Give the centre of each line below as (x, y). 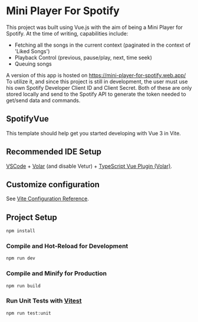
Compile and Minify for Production (57, 274)
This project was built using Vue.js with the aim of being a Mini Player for (95, 27)
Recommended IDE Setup (54, 152)
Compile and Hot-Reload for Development (67, 246)
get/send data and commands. (43, 100)
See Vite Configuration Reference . (48, 199)
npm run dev (21, 258)
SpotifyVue (27, 119)
